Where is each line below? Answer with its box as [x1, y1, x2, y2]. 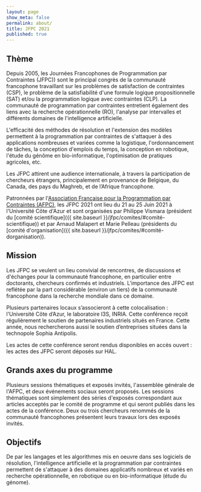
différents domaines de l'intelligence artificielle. [6, 114, 124, 121]
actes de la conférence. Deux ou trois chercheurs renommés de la [6, 407, 170, 414]
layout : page [6, 8, 39, 15]
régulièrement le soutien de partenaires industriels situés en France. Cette [6, 316, 190, 324]
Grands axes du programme [6, 365, 113, 375]
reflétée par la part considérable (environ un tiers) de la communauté [6, 286, 178, 293]
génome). [6, 479, 30, 486]
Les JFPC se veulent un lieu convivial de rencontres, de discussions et [6, 266, 181, 273]
